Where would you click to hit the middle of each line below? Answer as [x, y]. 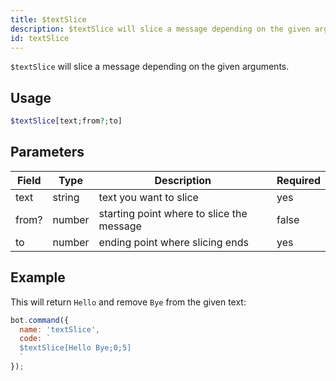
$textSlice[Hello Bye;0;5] [75, 348]
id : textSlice [40, 38]
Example [38, 277]
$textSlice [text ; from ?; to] [66, 121]
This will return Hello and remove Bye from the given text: [128, 302]
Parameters [47, 152]
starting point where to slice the [173, 213]
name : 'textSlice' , [60, 329]
